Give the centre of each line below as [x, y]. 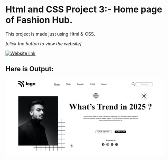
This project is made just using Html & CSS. [50, 34]
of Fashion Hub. [39, 20]
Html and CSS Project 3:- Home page [84, 9]
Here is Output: [30, 69]
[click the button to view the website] [44, 43]
